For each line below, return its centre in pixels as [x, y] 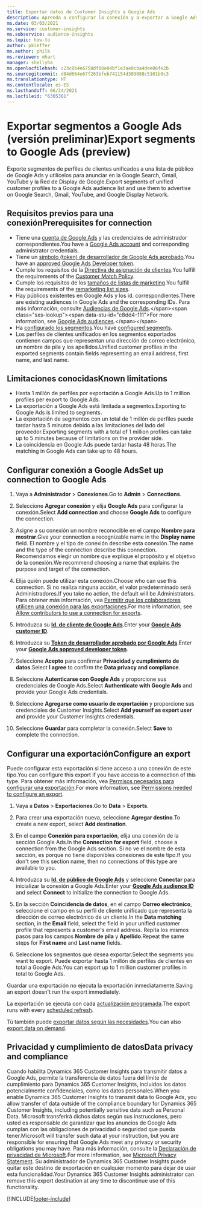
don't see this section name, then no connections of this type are [96, 861]
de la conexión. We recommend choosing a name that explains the [97, 563]
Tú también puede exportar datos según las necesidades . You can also [94, 1022]
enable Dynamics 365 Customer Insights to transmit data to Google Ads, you [102, 1097]
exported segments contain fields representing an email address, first [102, 353]
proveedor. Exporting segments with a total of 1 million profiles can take [104, 432]
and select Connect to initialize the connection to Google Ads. [93, 892]
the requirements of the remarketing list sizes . [73, 289]
